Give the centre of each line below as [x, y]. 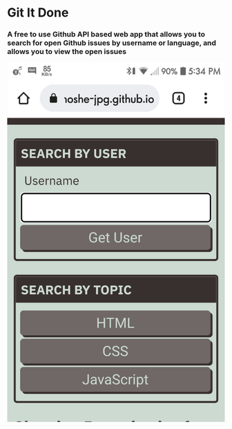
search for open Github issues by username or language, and [112, 43]
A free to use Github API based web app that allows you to [106, 35]
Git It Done [38, 13]
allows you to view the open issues [67, 52]
